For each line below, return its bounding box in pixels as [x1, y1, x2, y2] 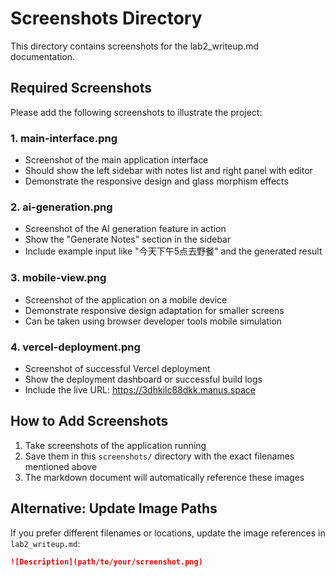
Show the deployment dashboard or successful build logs [24, 373, 263, 385]
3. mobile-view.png [10, 271, 107, 285]
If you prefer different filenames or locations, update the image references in [10, 527, 326, 539]
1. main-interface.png [10, 131, 118, 145]
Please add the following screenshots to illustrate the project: [10, 106, 263, 118]
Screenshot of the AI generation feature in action [24, 223, 227, 235]
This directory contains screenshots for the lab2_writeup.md [10, 40, 260, 52]
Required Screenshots [10, 80, 153, 97]
